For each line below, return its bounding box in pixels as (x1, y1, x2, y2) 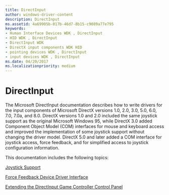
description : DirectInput (5, 17, 60, 22)
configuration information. (5, 145, 60, 151)
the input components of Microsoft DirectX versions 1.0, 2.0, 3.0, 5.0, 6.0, (5, 107, 157, 113)
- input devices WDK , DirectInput (5, 54, 80, 59)
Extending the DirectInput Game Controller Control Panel (5, 184, 123, 190)
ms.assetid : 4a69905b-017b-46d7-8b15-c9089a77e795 (5, 21, 114, 27)
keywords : (5, 26, 26, 31)
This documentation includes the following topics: (5, 155, 109, 161)
